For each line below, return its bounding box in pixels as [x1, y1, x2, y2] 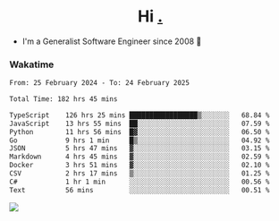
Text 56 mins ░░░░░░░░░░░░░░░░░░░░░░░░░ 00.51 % [9, 185, 270, 194]
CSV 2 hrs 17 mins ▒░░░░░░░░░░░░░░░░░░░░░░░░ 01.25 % [9, 169, 270, 178]
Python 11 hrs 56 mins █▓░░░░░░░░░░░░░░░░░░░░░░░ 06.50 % [9, 127, 270, 136]
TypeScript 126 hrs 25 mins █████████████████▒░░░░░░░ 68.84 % [9, 110, 270, 120]
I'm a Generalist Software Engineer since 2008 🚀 [21, 36, 202, 47]
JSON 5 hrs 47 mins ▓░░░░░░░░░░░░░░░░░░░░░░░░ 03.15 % [9, 144, 270, 153]
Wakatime [9, 58, 55, 71]
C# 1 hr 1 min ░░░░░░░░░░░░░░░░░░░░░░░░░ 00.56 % [9, 177, 270, 186]
